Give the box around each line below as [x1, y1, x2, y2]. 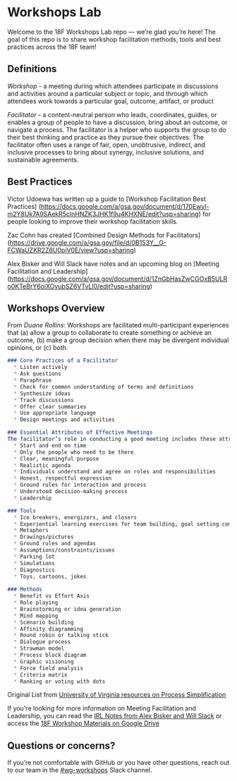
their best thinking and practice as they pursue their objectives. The [7, 133, 205, 141]
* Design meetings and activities [13, 416, 115, 423]
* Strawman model [13, 645, 65, 653]
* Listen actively [13, 364, 68, 371]
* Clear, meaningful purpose [13, 455, 99, 462]
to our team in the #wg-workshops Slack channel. [7, 766, 152, 775]
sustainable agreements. [7, 155, 79, 164]
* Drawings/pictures [13, 533, 74, 540]
